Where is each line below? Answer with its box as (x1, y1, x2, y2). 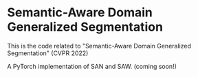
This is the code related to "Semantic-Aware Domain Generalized (7, 42, 191, 50)
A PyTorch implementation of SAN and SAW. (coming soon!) (7, 62, 177, 70)
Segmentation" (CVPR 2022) (7, 49, 89, 57)
